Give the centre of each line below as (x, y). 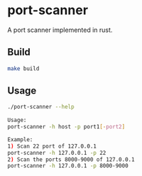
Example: (20, 139)
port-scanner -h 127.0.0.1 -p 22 (57, 153)
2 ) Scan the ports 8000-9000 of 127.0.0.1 (71, 159)
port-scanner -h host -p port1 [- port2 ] (66, 127)
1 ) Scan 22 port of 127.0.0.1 (52, 146)
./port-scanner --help (41, 107)
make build (23, 68)
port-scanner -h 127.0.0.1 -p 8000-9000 (68, 166)
